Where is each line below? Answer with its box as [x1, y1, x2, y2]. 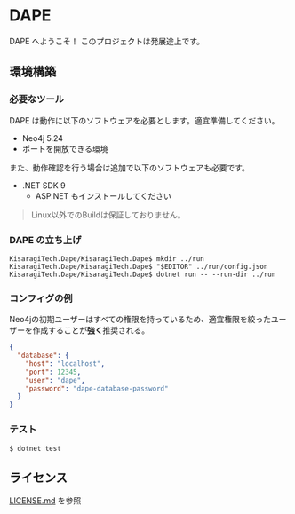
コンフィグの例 [9, 292, 73, 304]
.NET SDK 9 [21, 179, 66, 191]
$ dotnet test [9, 444, 62, 453]
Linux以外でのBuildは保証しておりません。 [30, 210, 186, 220]
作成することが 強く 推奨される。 [32, 325, 149, 336]
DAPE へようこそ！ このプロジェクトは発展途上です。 [9, 36, 205, 46]
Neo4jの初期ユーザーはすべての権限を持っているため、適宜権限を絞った [9, 314, 272, 325]
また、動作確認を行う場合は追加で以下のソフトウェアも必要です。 [9, 162, 251, 173]
